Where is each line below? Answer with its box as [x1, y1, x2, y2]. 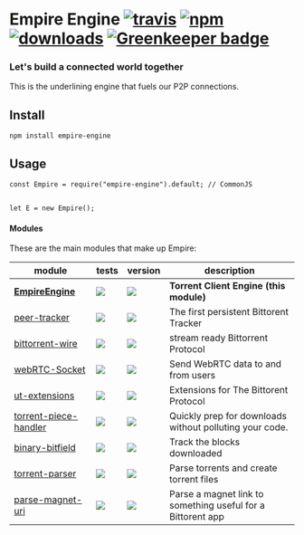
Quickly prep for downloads [168, 410, 288, 423]
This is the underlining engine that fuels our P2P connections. [9, 81, 240, 92]
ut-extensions [14, 389, 75, 402]
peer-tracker [14, 311, 71, 324]
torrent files [168, 473, 219, 486]
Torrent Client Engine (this [168, 280, 286, 292]
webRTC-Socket [14, 363, 86, 376]
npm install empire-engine [9, 131, 111, 140]
